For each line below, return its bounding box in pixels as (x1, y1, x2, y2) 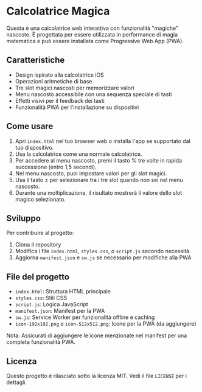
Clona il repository (15, 241, 61, 248)
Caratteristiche (6, 55, 65, 65)
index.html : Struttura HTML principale (15, 288, 111, 295)
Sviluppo (6, 213, 41, 223)
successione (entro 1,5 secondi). (15, 163, 97, 170)
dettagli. (6, 379, 27, 386)
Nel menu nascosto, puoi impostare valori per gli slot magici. (15, 169, 167, 177)
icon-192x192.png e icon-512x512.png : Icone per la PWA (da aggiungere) (15, 320, 197, 327)
